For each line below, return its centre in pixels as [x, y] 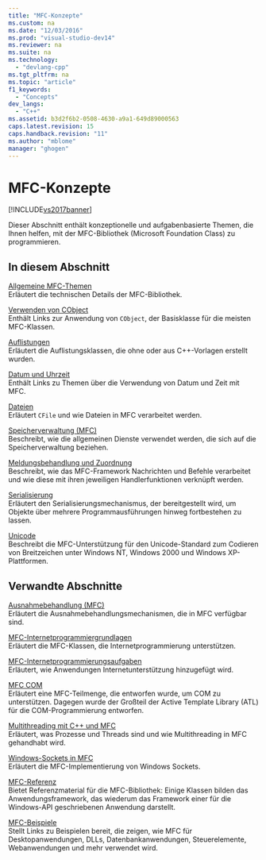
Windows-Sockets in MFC [51, 758]
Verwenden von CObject [48, 310]
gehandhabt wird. [37, 742]
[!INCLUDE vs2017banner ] [50, 210]
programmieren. [35, 242]
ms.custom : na [32, 23]
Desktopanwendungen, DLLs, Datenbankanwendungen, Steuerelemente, [127, 839]
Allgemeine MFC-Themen [50, 286]
